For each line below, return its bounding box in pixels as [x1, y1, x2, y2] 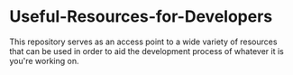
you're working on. [9, 55, 79, 66]
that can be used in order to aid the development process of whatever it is [9, 45, 284, 56]
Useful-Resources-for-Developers [9, 6, 273, 27]
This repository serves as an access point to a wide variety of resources [9, 36, 278, 47]
